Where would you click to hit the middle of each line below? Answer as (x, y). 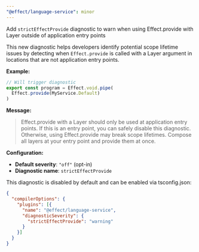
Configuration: (25, 153)
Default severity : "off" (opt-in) (53, 164)
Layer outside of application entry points (56, 35)
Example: (18, 71)
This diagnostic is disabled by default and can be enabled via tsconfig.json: (99, 182)
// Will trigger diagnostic (41, 82)
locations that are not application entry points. (63, 59)
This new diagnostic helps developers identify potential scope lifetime (92, 47)
